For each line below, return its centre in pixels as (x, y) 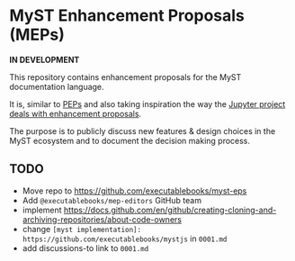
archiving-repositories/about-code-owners (102, 219)
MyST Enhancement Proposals (127, 16)
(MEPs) (37, 35)
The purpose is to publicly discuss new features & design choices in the (143, 130)
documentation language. (57, 86)
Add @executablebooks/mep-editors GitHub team (112, 200)
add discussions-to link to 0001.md (85, 247)
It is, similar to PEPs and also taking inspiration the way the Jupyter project (147, 103)
